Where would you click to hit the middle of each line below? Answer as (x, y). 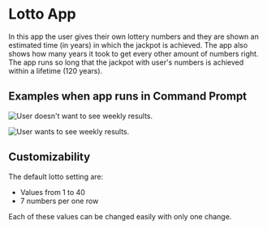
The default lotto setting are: (56, 176)
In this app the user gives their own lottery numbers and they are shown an (134, 36)
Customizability (50, 157)
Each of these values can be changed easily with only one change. (120, 216)
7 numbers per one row (59, 201)
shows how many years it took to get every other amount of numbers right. (133, 53)
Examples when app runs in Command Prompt (128, 97)
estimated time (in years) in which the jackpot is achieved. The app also (128, 45)
